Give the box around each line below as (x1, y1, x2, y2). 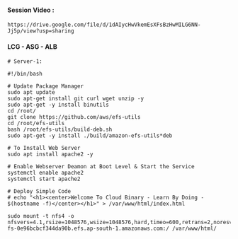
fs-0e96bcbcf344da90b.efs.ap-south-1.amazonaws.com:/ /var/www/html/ (7, 225, 217, 233)
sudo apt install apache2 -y (7, 151, 93, 158)
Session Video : (7, 6, 55, 14)
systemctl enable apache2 (7, 170, 84, 177)
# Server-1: (7, 58, 42, 65)
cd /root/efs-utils (7, 120, 65, 127)
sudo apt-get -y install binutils (7, 101, 110, 109)
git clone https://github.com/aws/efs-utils (7, 114, 141, 121)
